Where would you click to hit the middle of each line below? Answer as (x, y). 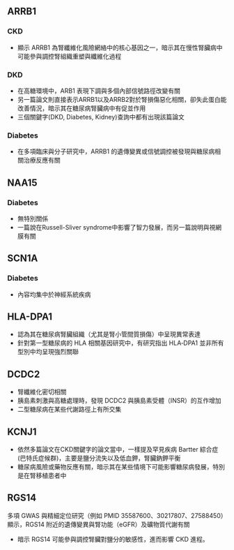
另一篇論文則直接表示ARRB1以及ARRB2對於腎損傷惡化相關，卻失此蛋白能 (122, 99)
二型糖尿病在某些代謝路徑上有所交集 (69, 409)
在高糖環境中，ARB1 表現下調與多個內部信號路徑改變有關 (99, 91)
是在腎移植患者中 (42, 476)
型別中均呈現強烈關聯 (48, 352)
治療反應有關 (42, 161)
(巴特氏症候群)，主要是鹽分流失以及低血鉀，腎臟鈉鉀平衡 (99, 458)
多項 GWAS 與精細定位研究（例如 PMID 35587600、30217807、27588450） (117, 515)
